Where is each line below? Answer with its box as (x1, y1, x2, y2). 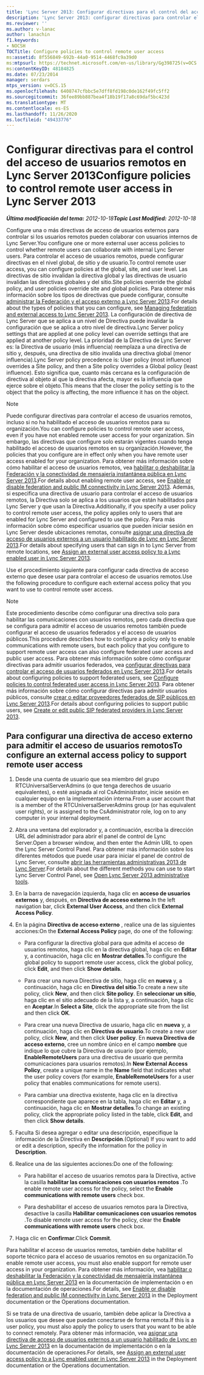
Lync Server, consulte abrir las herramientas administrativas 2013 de (15, 859, 187, 865)
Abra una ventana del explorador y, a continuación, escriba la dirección (15, 826, 194, 833)
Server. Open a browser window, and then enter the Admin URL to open (15, 839, 193, 846)
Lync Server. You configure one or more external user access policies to (6, 240, 185, 247)
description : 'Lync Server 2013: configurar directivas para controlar (6, 15, 191, 21)
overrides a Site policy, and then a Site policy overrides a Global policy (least (6, 363, 198, 370)
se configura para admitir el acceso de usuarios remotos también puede (6, 622, 187, 630)
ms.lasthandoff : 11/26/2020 (6, 111, 78, 117)
